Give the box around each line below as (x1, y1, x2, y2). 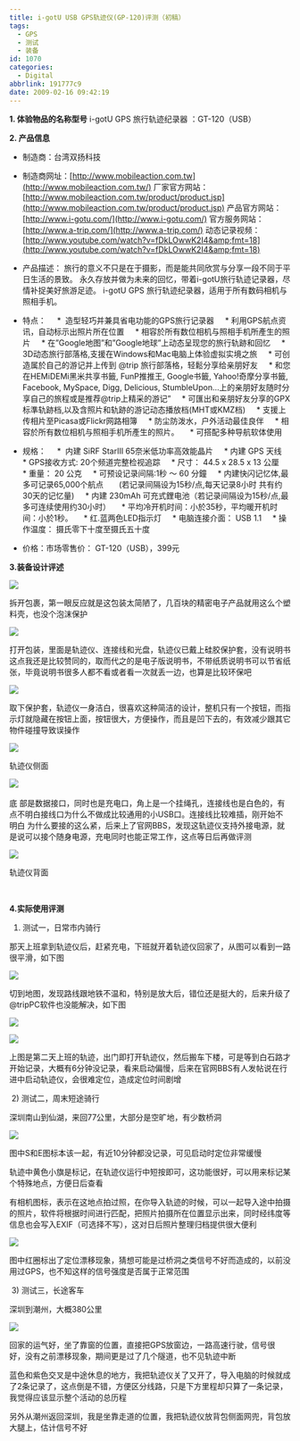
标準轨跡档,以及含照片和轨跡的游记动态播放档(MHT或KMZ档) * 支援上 (21, 404, 287, 415)
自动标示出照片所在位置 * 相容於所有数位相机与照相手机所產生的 (37, 326, 283, 337)
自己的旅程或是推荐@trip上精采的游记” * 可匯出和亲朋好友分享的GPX (29, 393, 291, 404)
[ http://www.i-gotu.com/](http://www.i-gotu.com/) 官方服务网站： (21, 213, 264, 224)
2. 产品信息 (9, 132, 51, 143)
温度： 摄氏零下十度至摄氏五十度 (29, 523, 150, 534)
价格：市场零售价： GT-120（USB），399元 (21, 542, 180, 554)
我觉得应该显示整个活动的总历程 (9, 1392, 127, 1403)
